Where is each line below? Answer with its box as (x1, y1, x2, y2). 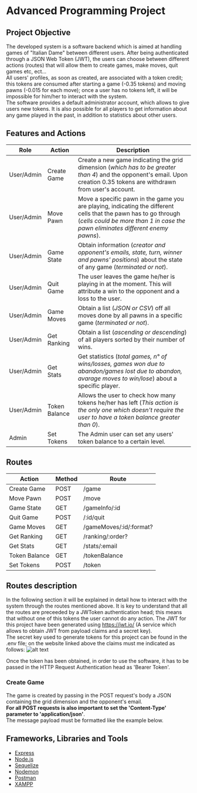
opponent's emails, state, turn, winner (77, 248, 182, 256)
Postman (14, 774, 36, 781)
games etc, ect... (6, 68, 47, 74)
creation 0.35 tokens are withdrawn (77, 178, 176, 186)
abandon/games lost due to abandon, (77, 367, 183, 375)
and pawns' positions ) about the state (77, 255, 183, 263)
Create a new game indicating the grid (77, 155, 184, 164)
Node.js (14, 755, 34, 762)
